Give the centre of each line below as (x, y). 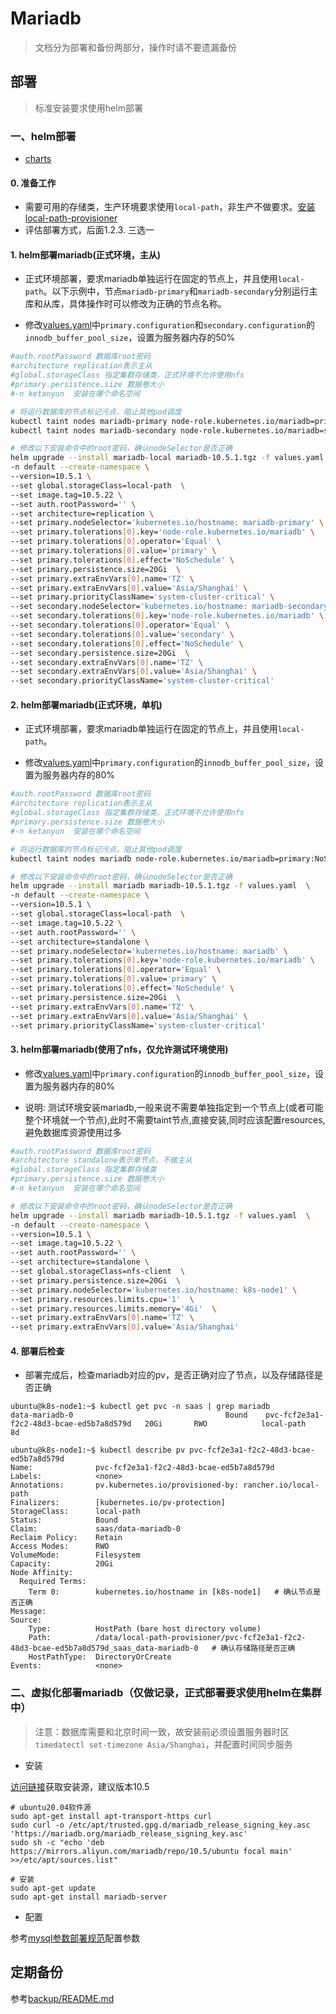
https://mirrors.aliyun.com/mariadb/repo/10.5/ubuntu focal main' (151, 1851)
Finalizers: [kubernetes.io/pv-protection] (118, 1503)
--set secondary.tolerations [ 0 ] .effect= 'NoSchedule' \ (127, 643)
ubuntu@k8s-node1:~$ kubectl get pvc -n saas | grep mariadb (140, 1407)
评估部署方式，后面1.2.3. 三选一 (89, 230)
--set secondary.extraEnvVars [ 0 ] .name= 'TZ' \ (106, 662)
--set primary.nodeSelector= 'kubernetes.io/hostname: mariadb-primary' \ (167, 523)
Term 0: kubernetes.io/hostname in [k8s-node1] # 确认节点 (171, 1592)
